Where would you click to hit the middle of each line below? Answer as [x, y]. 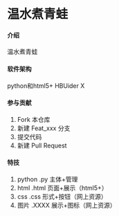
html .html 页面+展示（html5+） [63, 188]
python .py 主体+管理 [47, 179]
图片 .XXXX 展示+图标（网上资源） [66, 205]
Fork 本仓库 [34, 119]
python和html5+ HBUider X [46, 85]
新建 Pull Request [42, 145]
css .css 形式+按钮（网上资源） [62, 197]
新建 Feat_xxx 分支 [44, 128]
